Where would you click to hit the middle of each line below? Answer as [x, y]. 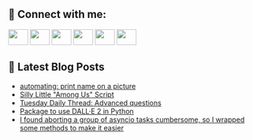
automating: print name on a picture [78, 86]
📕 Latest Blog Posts [56, 67]
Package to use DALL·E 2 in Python [76, 111]
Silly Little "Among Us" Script [67, 94]
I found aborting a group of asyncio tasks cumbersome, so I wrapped [132, 120]
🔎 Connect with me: [57, 15]
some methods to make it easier [72, 127]
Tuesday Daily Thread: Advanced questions [90, 102]
